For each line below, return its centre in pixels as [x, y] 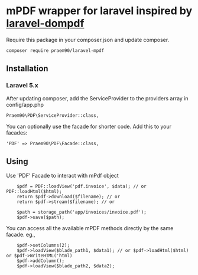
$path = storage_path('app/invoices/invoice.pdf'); [82, 212]
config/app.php [25, 104]
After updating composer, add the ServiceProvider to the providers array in [97, 98]
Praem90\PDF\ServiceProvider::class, [53, 115]
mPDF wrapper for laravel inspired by [99, 11]
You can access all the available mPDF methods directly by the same [90, 228]
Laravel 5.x [22, 86]
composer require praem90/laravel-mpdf [55, 50]
